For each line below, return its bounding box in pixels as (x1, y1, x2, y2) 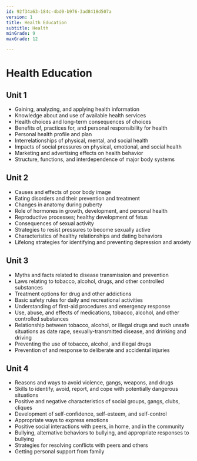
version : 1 (6, 14, 33, 20)
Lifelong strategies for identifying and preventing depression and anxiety (14, 238, 191, 245)
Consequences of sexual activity (14, 219, 94, 227)
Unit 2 (6, 173, 29, 183)
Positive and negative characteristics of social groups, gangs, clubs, (14, 398, 181, 405)
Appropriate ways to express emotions (14, 417, 109, 424)
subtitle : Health (6, 25, 49, 31)
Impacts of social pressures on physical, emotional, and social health (14, 143, 182, 150)
